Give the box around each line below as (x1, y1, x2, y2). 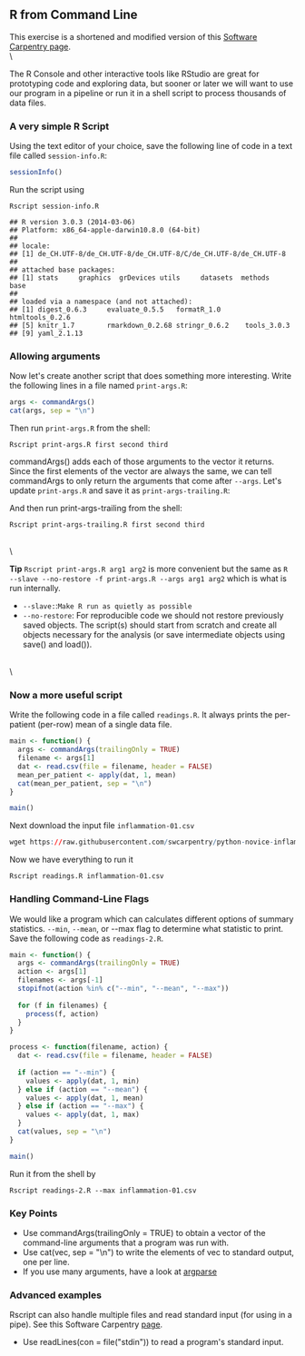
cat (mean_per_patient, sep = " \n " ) (17, 778, 152, 788)
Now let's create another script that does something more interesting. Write (9, 371, 292, 381)
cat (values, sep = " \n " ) (17, 1127, 112, 1136)
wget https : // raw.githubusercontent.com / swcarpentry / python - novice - (9, 837, 274, 847)
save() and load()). (22, 639, 93, 650)
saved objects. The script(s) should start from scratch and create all (22, 619, 277, 630)
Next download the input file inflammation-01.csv (9, 820, 195, 831)
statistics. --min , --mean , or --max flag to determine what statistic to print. (9, 923, 284, 934)
